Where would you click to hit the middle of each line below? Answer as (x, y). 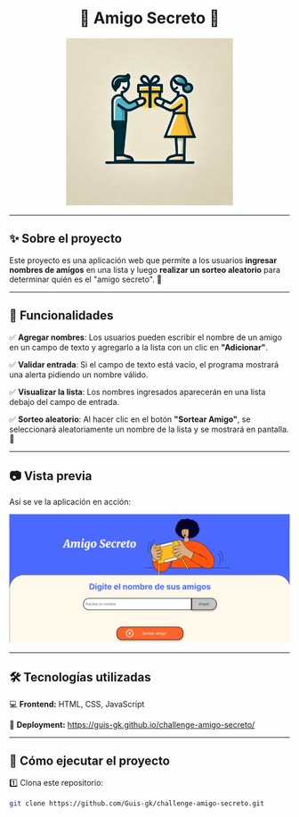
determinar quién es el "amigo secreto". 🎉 (86, 279)
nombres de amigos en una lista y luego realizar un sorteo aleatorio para (145, 269)
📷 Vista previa (51, 476)
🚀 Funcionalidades (61, 316)
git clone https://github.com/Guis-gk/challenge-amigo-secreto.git (137, 804)
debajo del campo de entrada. (65, 401)
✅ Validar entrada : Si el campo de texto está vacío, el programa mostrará (144, 364)
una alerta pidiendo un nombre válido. (79, 375)
